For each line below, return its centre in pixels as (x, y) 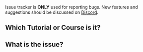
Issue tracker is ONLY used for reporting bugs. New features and (71, 7)
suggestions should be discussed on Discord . (52, 12)
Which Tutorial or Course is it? (53, 28)
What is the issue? (34, 44)
